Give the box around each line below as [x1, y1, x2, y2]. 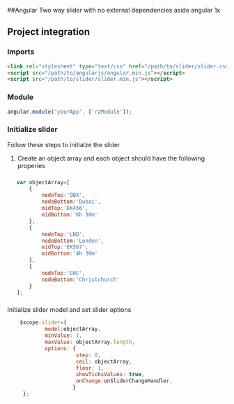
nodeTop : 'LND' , [41, 230, 86, 238]
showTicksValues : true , [75, 371, 145, 378]
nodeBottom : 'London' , [41, 237, 104, 244]
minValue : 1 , [44, 332, 82, 339]
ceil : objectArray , [75, 358, 132, 365]
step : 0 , [75, 352, 101, 359]
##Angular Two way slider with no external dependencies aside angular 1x [7, 6, 221, 14]
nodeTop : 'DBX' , [41, 192, 86, 199]
